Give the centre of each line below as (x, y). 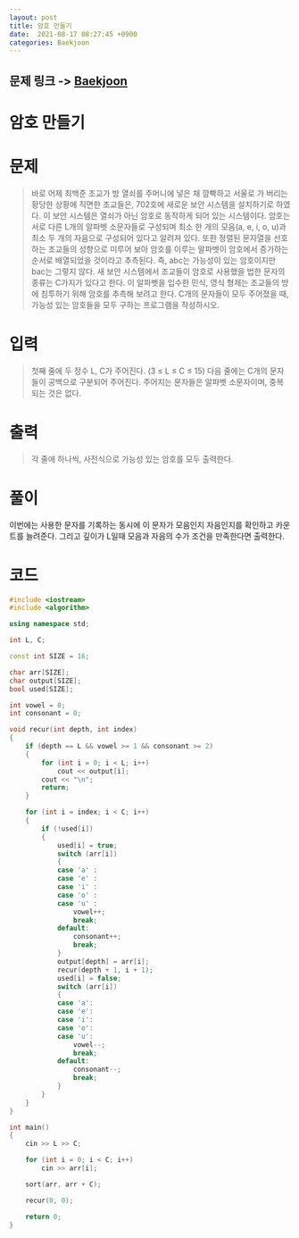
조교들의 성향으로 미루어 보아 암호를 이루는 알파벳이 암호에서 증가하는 (168, 249)
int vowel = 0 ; (37, 705)
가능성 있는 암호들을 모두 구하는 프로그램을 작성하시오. (125, 305)
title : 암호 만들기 (41, 26)
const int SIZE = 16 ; (50, 657)
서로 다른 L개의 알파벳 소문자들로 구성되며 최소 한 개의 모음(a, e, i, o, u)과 (159, 226)
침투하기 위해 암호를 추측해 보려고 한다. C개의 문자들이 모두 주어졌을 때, (165, 293)
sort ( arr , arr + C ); (63, 1184)
